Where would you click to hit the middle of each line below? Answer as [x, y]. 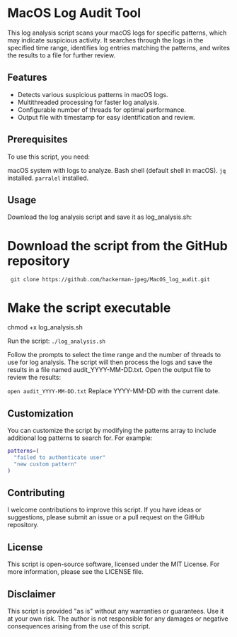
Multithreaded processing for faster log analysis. [88, 102]
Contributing [36, 493]
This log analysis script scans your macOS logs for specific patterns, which [117, 33]
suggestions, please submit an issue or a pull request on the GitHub [106, 517]
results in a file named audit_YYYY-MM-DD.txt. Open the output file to [109, 370]
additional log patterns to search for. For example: [80, 438]
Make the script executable [89, 308]
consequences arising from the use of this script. [79, 626]
